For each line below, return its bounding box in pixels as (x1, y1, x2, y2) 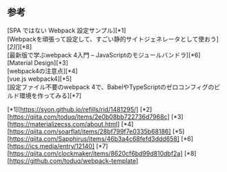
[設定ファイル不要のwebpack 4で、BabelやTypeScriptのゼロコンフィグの (7, 82, 215, 91)
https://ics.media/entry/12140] (9, 142, 95, 150)
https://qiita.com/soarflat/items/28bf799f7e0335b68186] (9, 127, 171, 135)
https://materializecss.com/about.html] (9, 120, 120, 128)
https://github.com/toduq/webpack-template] (9, 156, 139, 164)
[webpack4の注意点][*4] (7, 66, 78, 75)
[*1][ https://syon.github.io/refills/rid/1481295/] (7, 105, 139, 113)
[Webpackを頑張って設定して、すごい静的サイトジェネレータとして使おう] (7, 35, 219, 43)
